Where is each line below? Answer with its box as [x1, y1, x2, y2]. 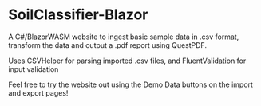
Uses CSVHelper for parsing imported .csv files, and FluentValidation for [8, 56, 247, 65]
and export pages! [8, 88, 69, 97]
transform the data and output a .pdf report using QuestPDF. [8, 40, 208, 49]
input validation [8, 64, 59, 73]
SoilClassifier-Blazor [8, 6, 148, 24]
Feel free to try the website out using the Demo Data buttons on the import [8, 80, 254, 89]
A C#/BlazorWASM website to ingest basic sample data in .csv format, [8, 32, 239, 41]
